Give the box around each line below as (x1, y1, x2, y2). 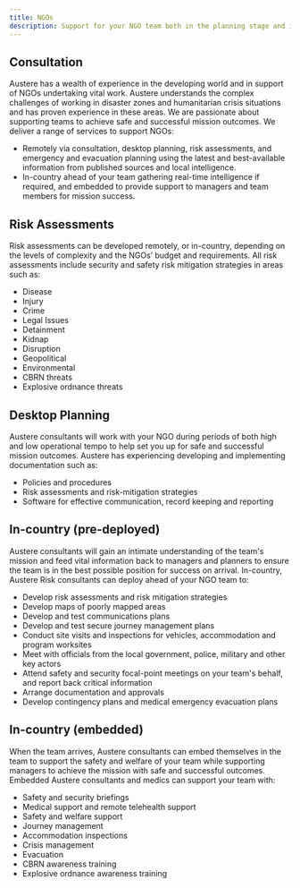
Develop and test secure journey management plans (21, 619, 215, 631)
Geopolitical (21, 353, 67, 363)
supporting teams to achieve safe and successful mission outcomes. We (9, 116, 276, 127)
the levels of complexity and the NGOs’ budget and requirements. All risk (9, 250, 278, 260)
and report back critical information (21, 677, 153, 687)
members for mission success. (21, 191, 136, 201)
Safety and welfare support (21, 811, 123, 822)
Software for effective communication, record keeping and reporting (21, 496, 274, 507)
